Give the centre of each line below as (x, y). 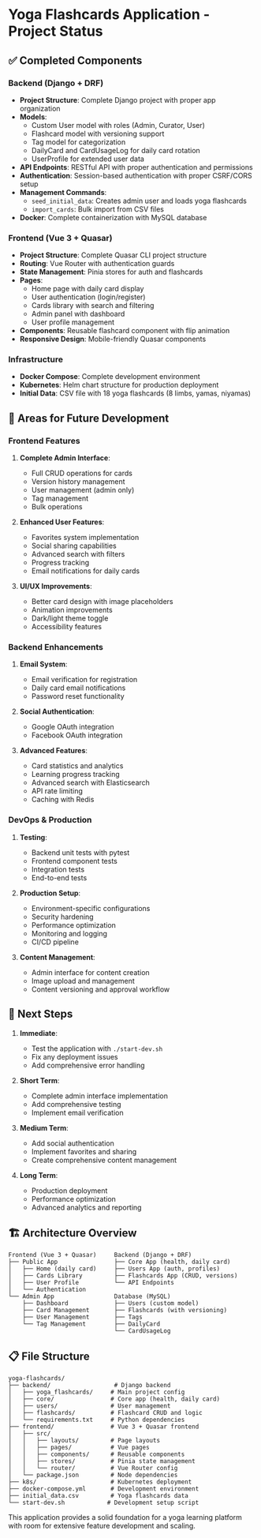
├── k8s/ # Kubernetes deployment (100, 1482)
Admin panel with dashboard (78, 314)
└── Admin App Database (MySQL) (89, 1296)
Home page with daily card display (88, 289)
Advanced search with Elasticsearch (90, 782)
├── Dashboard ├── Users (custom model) (111, 1304)
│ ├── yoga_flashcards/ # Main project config (97, 1392)
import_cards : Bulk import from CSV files (97, 209)
